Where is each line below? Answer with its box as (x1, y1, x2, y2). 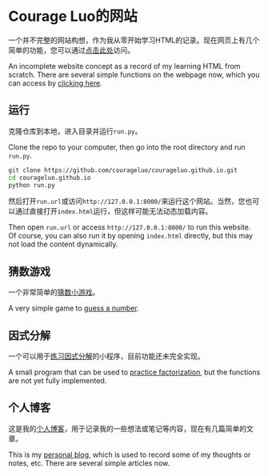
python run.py (8, 181, 56, 189)
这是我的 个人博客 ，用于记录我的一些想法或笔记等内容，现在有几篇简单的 (8, 423, 246, 433)
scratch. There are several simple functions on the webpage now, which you (8, 70, 260, 79)
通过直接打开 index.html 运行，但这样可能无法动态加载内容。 (14, 206, 213, 216)
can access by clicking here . (8, 78, 102, 88)
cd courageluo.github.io (8, 174, 91, 182)
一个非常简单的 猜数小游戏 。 (8, 287, 100, 297)
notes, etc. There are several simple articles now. (8, 458, 170, 468)
